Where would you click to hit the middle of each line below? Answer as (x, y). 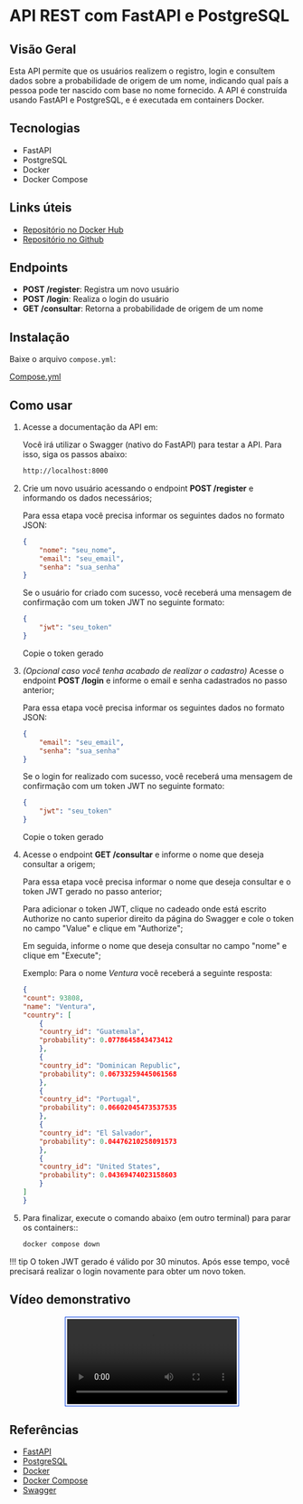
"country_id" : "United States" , (100, 1167)
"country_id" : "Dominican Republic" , (110, 1065)
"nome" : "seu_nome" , (78, 550)
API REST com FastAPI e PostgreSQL (149, 16)
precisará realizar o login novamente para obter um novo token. (128, 1271)
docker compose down (61, 1244)
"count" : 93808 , (53, 998)
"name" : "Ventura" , (59, 1006)
